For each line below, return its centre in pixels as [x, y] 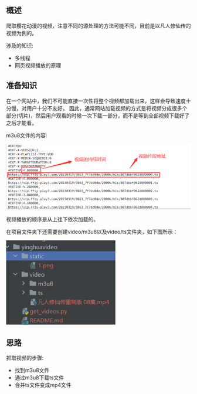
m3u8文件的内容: [27, 135]
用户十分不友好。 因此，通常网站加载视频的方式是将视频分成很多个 [107, 108]
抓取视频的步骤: [25, 358]
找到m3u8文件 [32, 370]
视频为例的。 [21, 33]
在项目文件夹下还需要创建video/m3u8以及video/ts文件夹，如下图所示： [92, 232]
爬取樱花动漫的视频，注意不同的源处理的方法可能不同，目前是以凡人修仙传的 [98, 26]
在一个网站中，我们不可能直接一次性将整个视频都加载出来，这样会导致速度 [96, 101]
